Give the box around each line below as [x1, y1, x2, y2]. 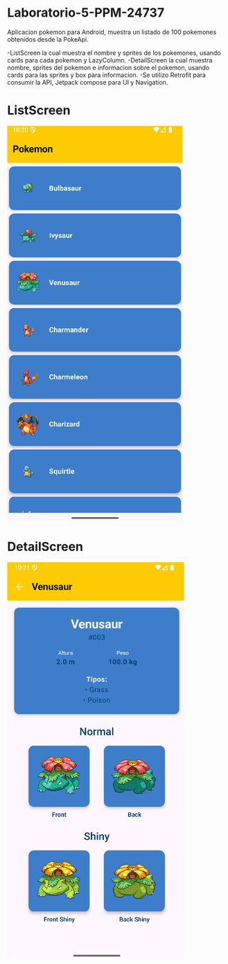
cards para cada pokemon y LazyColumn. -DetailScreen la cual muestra [7, 56, 213, 64]
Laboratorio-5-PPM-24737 [7, 5, 165, 21]
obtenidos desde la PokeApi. [7, 35, 89, 43]
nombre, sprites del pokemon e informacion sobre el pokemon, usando [7, 63, 210, 71]
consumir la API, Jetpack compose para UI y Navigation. [7, 78, 168, 86]
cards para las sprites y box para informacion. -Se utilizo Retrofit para [7, 71, 207, 79]
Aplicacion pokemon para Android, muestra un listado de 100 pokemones [7, 28, 217, 36]
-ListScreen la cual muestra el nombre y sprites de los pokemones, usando [7, 49, 221, 57]
